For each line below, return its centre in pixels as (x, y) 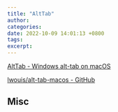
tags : (15, 40)
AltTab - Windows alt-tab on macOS (59, 66)
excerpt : (20, 46)
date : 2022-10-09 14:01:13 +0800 (56, 33)
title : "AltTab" (31, 14)
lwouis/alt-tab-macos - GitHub (51, 80)
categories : (24, 27)
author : (19, 20)
